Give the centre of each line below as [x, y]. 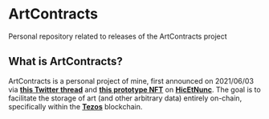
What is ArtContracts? [65, 62]
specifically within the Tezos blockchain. [75, 106]
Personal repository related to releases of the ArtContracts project [118, 36]
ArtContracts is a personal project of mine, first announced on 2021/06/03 [131, 80]
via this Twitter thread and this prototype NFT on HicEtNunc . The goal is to [134, 89]
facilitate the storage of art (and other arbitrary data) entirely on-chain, [125, 98]
